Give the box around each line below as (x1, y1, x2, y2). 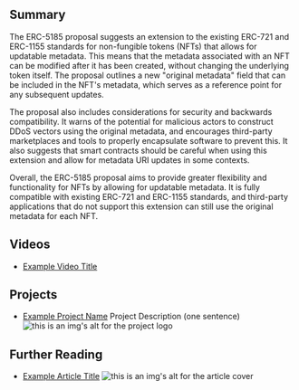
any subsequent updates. (9, 89, 104, 100)
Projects (9, 287, 58, 302)
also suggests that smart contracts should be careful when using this (9, 145, 267, 156)
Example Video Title (22, 261, 98, 271)
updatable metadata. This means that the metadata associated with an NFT (9, 50, 290, 62)
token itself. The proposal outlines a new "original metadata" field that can (9, 70, 286, 81)
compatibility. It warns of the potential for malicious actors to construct (9, 116, 274, 127)
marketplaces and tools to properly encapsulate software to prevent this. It (9, 135, 288, 146)
